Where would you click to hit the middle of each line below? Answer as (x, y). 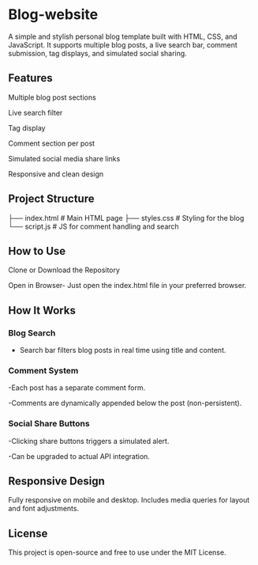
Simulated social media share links (64, 158)
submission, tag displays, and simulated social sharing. (97, 53)
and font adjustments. (44, 509)
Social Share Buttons (49, 423)
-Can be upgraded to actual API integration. (79, 456)
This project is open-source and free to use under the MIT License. (117, 552)
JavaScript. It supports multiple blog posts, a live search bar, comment (123, 44)
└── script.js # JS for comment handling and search (93, 226)
